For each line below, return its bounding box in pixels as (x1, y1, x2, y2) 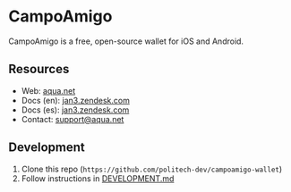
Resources (8, 62, 70, 77)
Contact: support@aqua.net (21, 113, 124, 124)
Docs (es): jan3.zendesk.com (21, 104, 130, 115)
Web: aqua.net (21, 85, 76, 96)
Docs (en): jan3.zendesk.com (21, 95, 131, 105)
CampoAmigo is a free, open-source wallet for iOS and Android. (8, 36, 244, 46)
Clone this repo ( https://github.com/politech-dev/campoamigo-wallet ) (21, 163, 283, 174)
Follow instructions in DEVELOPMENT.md (21, 172, 175, 184)
